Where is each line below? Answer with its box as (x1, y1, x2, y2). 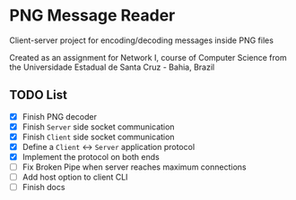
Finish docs (22, 182, 65, 193)
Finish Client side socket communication (22, 131, 175, 142)
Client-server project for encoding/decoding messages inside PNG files (9, 35, 274, 46)
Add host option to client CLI (22, 171, 128, 183)
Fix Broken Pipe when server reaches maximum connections (22, 162, 247, 172)
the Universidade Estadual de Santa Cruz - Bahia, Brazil (9, 62, 215, 72)
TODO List (9, 87, 67, 103)
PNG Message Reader (9, 5, 176, 26)
